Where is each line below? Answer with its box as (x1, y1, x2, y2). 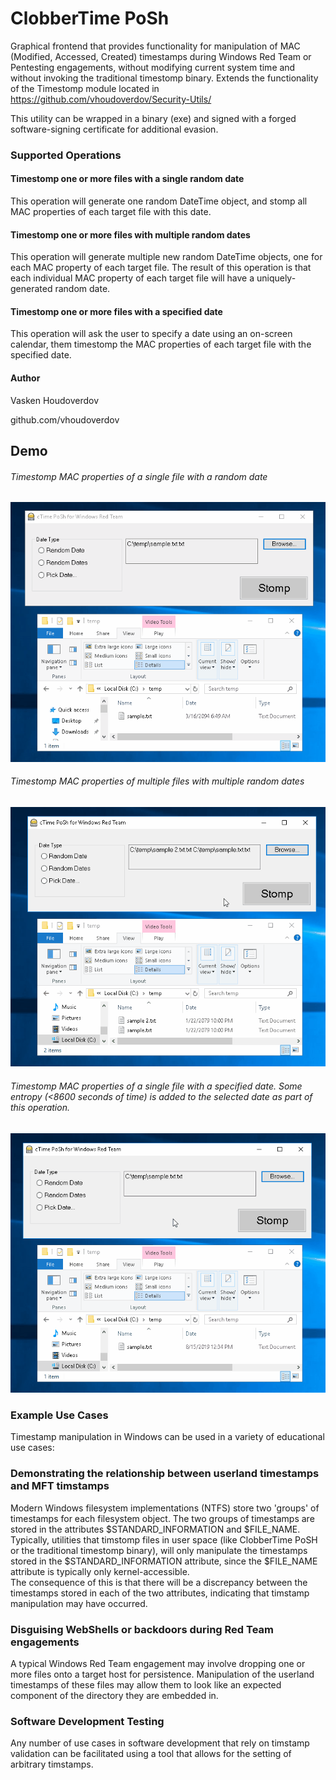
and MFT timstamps (10, 1479, 110, 1493)
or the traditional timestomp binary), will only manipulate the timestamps (10, 1544, 308, 1556)
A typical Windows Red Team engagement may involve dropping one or (10, 1658, 306, 1670)
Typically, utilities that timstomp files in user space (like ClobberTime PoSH (10, 1533, 318, 1546)
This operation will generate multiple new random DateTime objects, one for (10, 251, 323, 263)
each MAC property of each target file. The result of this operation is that (10, 262, 312, 274)
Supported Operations (10, 148, 122, 162)
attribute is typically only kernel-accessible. (10, 1565, 190, 1577)
